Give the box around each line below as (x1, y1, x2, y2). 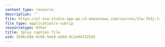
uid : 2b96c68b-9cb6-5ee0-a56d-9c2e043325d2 (5, 35, 96, 40)
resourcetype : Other (5, 25, 48, 30)
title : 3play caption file (5, 30, 60, 35)
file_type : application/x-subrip (5, 21, 74, 26)
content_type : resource (5, 7, 54, 12)
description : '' (5, 12, 38, 17)
